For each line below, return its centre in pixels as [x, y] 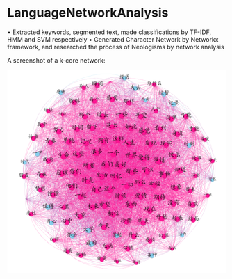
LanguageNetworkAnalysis [88, 13]
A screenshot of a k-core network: [56, 60]
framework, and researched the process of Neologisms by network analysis [116, 47]
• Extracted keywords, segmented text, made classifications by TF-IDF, [109, 32]
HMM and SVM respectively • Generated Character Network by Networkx [113, 39]
